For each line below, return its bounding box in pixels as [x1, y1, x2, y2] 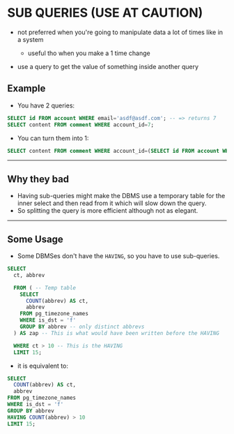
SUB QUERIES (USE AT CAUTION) [7, 5, 203, 21]
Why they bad [7, 173, 70, 185]
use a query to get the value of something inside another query [17, 62, 199, 70]
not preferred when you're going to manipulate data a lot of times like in [17, 28, 224, 36]
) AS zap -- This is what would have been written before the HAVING [13, 329, 219, 336]
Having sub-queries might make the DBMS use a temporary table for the [17, 192, 226, 200]
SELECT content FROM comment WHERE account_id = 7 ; [7, 121, 155, 128]
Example [7, 82, 46, 95]
